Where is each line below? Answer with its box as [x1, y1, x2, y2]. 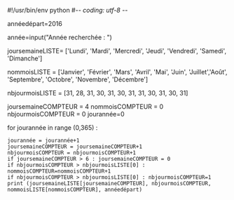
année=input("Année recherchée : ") [7, 33, 112, 41]
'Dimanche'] [7, 54, 43, 62]
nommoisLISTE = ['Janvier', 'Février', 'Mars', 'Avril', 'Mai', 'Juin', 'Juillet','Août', [7, 68, 228, 76]
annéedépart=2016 [7, 20, 63, 27]
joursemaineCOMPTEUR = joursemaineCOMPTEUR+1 [7, 143, 142, 150]
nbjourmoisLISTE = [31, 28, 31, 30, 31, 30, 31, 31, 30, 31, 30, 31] [7, 89, 188, 97]
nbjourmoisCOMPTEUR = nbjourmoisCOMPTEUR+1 [7, 149, 137, 156]
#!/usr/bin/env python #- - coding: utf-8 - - [7, 6, 128, 14]
